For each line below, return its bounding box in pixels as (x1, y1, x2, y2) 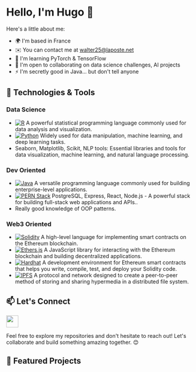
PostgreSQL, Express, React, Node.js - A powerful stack (52, 192, 191, 199)
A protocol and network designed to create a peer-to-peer (34, 272, 178, 279)
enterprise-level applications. (14, 186, 88, 193)
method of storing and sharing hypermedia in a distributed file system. (14, 278, 189, 285)
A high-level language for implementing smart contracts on (41, 234, 187, 241)
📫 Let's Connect (6, 296, 71, 306)
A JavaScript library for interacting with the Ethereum (44, 246, 176, 253)
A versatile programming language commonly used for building (34, 179, 190, 186)
